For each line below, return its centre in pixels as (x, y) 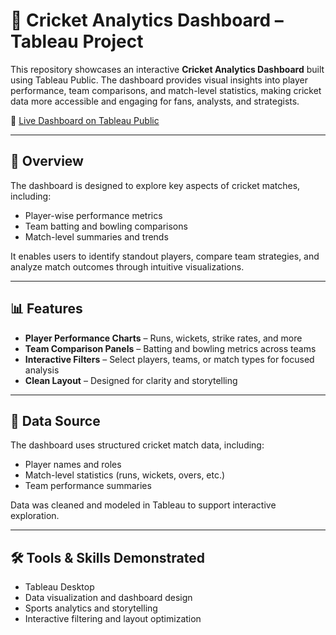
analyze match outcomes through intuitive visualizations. (127, 266)
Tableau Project (77, 41)
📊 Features (46, 309)
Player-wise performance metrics (93, 215)
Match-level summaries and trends (96, 236)
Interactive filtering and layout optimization (113, 619)
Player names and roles (73, 465)
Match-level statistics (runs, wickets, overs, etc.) (125, 475)
